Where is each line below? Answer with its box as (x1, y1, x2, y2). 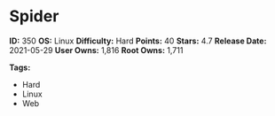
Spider (9, 6, 59, 27)
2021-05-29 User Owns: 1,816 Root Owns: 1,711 (9, 44, 184, 55)
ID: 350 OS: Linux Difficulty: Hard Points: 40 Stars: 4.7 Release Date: (9, 35, 267, 46)
